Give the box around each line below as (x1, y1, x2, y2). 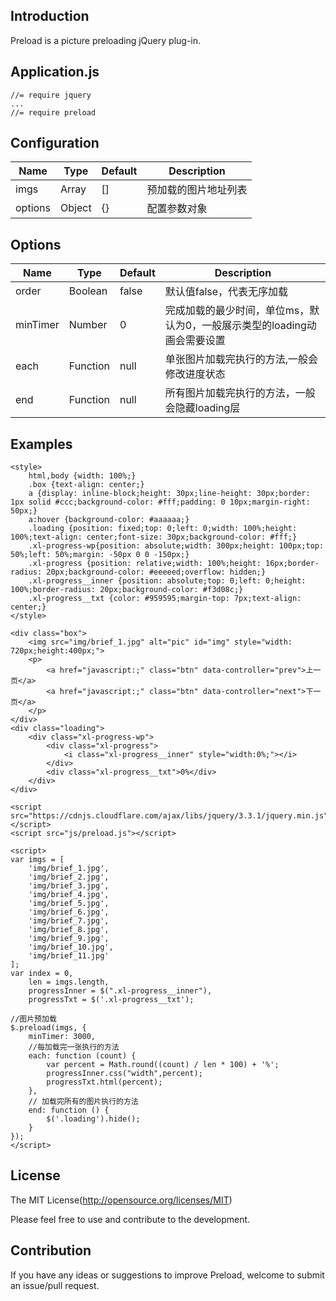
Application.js (10, 64, 100, 81)
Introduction (10, 8, 90, 25)
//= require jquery (10, 90, 92, 100)
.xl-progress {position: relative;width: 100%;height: (28, 559, 262, 569)
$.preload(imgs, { (10, 1023, 87, 1033)
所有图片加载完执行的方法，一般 (164, 386, 316, 400)
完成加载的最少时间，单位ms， (164, 304, 310, 318)
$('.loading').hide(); (46, 1114, 141, 1124)
